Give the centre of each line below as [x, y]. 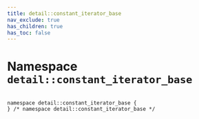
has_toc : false [29, 33]
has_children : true [35, 26]
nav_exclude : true [33, 20]
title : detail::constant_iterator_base [64, 13]
